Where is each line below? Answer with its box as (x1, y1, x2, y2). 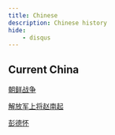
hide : (8, 26, 26, 34)
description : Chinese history (8, 19, 108, 27)
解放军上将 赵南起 (8, 102, 64, 111)
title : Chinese (8, 11, 58, 20)
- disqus (22, 33, 51, 42)
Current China (8, 62, 80, 76)
